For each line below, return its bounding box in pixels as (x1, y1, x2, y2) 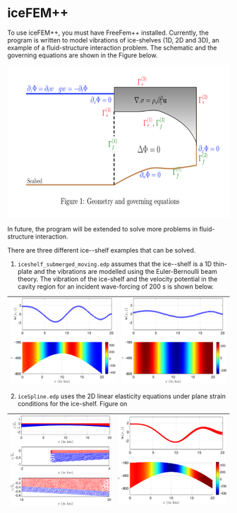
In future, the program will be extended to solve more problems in (7, 224, 198, 233)
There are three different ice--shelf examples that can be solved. (7, 246, 196, 254)
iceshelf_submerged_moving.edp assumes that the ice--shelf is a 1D (17, 260, 212, 268)
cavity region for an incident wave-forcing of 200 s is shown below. (17, 282, 214, 291)
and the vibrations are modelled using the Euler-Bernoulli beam (34, 267, 217, 275)
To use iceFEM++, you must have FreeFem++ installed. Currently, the (7, 28, 209, 37)
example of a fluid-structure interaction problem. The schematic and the (7, 43, 217, 52)
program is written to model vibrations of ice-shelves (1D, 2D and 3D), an (7, 35, 220, 44)
